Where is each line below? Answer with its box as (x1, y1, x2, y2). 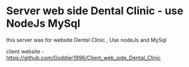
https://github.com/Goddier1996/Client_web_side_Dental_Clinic (6, 54, 161, 61)
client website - (6, 47, 45, 55)
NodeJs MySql (6, 17, 80, 30)
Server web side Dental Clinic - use (6, 4, 184, 18)
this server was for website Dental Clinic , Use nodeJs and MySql (6, 36, 167, 43)
